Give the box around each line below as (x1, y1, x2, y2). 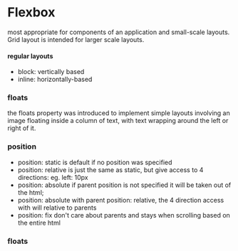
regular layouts (7, 51, 53, 60)
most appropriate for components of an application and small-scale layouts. (7, 28, 230, 36)
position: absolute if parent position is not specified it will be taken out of (17, 181, 232, 189)
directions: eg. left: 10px (17, 173, 88, 181)
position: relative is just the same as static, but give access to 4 (17, 165, 204, 174)
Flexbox (7, 4, 56, 21)
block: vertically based (17, 68, 85, 76)
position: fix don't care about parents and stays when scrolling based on (17, 210, 230, 219)
